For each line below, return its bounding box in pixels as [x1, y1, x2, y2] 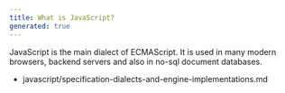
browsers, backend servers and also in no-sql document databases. [9, 56, 263, 67]
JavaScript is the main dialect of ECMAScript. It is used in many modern [9, 46, 277, 57]
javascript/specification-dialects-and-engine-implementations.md [22, 73, 269, 84]
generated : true [9, 22, 70, 31]
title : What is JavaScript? [9, 13, 115, 23]
